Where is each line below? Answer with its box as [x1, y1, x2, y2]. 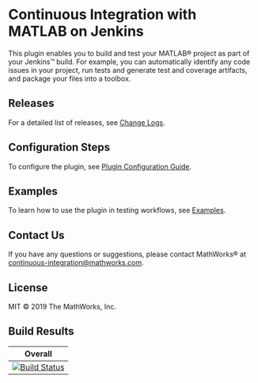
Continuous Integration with [8, 6, 197, 24]
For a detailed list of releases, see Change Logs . [8, 117, 165, 127]
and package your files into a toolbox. [8, 74, 131, 83]
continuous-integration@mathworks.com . [8, 258, 144, 267]
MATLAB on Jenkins [8, 22, 144, 40]
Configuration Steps [8, 141, 111, 154]
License [8, 281, 48, 294]
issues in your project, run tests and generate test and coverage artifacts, [8, 65, 248, 74]
